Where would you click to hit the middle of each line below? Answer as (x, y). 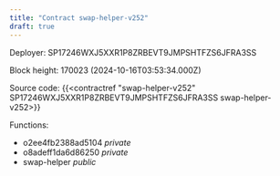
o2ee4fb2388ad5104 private (77, 142)
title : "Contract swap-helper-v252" (79, 18)
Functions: (29, 125)
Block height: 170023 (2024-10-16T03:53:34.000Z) (105, 70)
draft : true (32, 26)
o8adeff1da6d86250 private (75, 152)
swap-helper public (59, 161)
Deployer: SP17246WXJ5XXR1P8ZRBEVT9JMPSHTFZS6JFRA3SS (133, 52)
